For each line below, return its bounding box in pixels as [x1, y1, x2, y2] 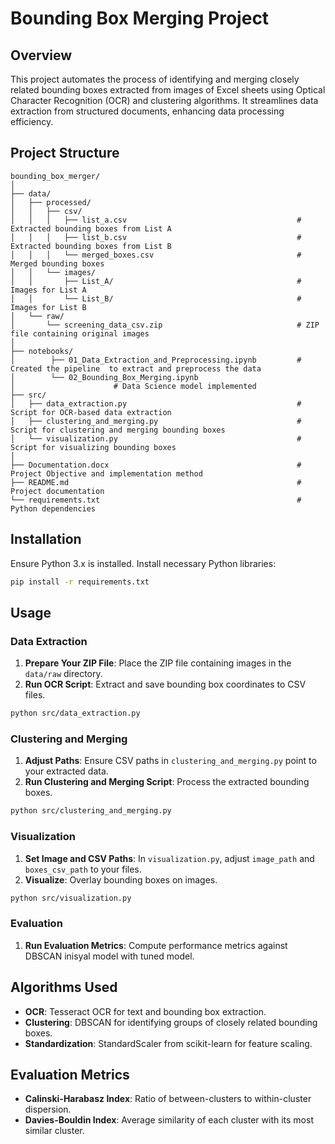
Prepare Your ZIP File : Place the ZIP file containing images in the [24, 657, 292, 669]
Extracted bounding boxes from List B [10, 241, 172, 251]
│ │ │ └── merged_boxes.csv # [10, 250, 302, 260]
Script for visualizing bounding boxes [10, 442, 177, 452]
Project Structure [10, 145, 120, 162]
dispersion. [24, 1103, 72, 1116]
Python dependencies [10, 503, 97, 514]
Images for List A [10, 285, 87, 295]
